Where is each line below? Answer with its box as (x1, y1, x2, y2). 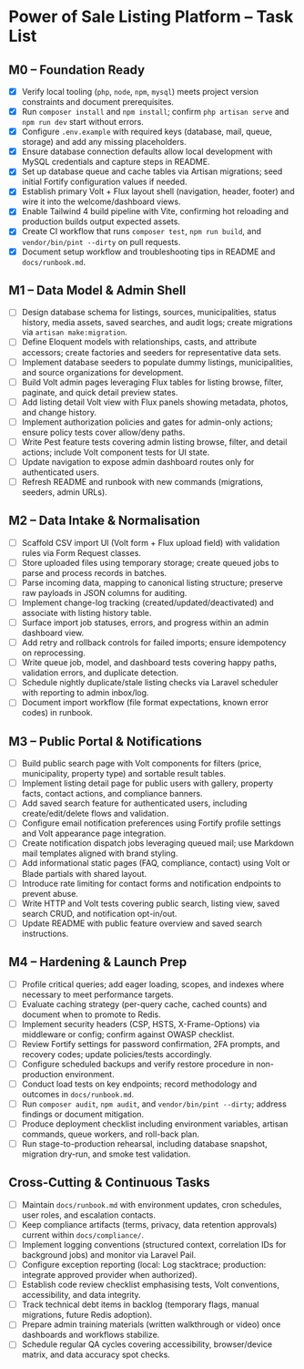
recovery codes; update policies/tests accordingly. (21, 1048, 213, 1059)
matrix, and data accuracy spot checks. (21, 1349, 170, 1360)
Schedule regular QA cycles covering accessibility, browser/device (21, 1339, 273, 1350)
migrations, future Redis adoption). (21, 1310, 153, 1321)
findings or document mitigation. (21, 1108, 145, 1119)
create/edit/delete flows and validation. (21, 808, 169, 819)
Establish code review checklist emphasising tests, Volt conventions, (21, 1279, 279, 1291)
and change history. (21, 407, 97, 417)
